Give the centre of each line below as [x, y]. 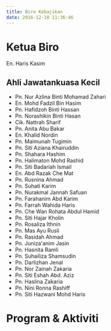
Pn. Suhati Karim [35, 186]
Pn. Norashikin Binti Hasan [48, 116]
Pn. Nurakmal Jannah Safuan [51, 192]
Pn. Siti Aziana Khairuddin [47, 148]
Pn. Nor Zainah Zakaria [43, 269]
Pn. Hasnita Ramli [37, 250]
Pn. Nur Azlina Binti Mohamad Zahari [60, 97]
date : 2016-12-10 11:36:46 [40, 17]
